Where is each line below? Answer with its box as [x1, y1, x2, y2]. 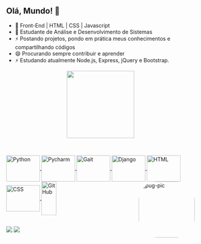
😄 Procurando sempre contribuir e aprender [14, 50, 125, 57]
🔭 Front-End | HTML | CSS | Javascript [14, 22, 110, 29]
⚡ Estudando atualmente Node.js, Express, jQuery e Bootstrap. [14, 56, 169, 63]
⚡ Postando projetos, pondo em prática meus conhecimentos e [14, 35, 170, 42]
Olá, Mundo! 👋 [6, 6, 60, 16]
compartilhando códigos [14, 43, 75, 51]
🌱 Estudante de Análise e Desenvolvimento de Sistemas [14, 28, 153, 35]
